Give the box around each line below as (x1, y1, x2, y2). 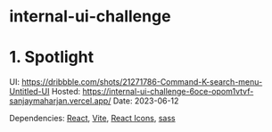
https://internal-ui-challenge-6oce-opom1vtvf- (82, 87, 254, 97)
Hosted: (51, 87, 81, 97)
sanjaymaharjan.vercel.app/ (9, 95, 111, 106)
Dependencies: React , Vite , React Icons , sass (9, 113, 176, 124)
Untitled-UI (9, 87, 50, 97)
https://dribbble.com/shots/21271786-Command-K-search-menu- (21, 77, 263, 87)
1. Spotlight (9, 47, 95, 68)
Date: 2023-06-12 (112, 95, 179, 106)
